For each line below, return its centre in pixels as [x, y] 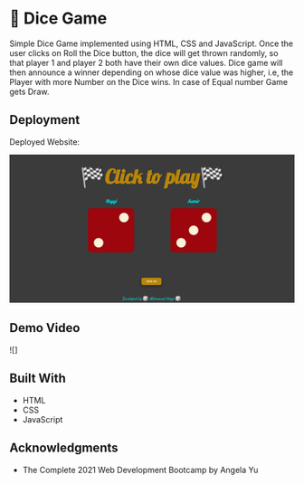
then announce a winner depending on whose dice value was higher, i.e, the [152, 72]
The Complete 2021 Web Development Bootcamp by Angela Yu [140, 470]
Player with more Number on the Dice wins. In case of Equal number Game [148, 81]
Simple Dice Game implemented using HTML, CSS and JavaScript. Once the [152, 43]
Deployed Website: [44, 142]
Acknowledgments [64, 448]
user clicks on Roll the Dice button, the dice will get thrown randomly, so [144, 52]
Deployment [45, 120]
